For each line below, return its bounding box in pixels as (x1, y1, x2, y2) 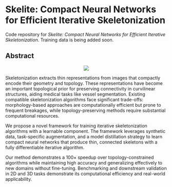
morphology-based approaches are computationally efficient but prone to (5, 102, 161, 108)
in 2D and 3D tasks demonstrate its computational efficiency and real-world (5, 170, 166, 177)
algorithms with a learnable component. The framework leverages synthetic (5, 128, 166, 134)
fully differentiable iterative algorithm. (5, 144, 85, 150)
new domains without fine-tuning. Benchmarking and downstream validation (5, 165, 167, 171)
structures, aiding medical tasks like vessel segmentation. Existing (5, 91, 145, 97)
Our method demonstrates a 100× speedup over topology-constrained (5, 154, 154, 160)
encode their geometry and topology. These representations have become (5, 80, 163, 86)
